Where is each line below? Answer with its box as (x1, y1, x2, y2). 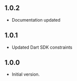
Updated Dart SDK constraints (11, 44, 73, 50)
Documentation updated (11, 17, 60, 23)
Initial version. (11, 71, 40, 78)
